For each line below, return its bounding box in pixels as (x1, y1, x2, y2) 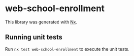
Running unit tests (5, 33, 63, 41)
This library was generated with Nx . (5, 19, 77, 25)
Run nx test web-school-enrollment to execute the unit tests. (5, 46, 130, 52)
